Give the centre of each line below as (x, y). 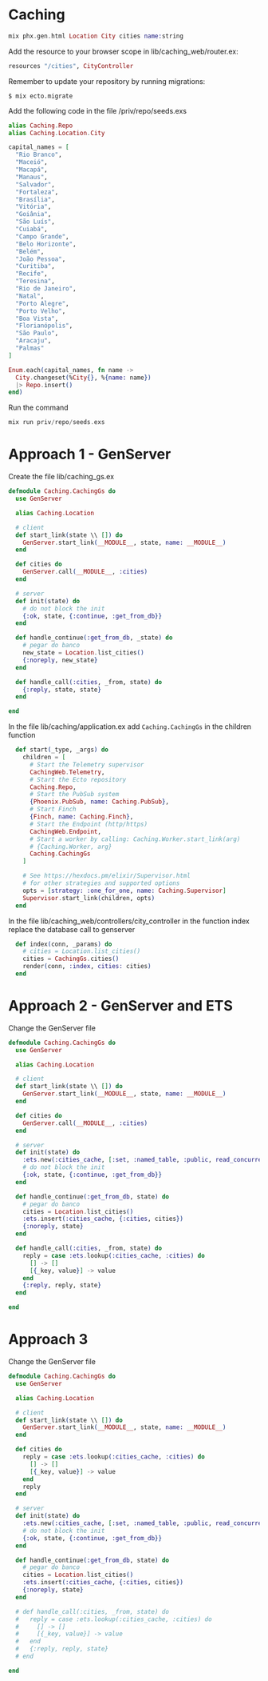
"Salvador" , (35, 184)
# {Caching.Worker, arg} (71, 847)
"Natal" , (30, 296)
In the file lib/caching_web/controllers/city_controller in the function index (129, 921)
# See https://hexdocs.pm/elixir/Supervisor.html (107, 876)
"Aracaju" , (33, 341)
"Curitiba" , (35, 266)
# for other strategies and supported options (101, 883)
